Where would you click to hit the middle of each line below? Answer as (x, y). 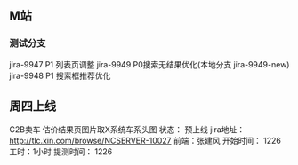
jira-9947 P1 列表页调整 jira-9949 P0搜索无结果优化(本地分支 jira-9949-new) (149, 64)
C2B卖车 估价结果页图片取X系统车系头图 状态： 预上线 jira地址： (127, 129)
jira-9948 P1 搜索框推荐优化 (60, 75)
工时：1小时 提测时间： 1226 (61, 151)
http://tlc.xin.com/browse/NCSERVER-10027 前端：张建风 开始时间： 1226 (145, 140)
